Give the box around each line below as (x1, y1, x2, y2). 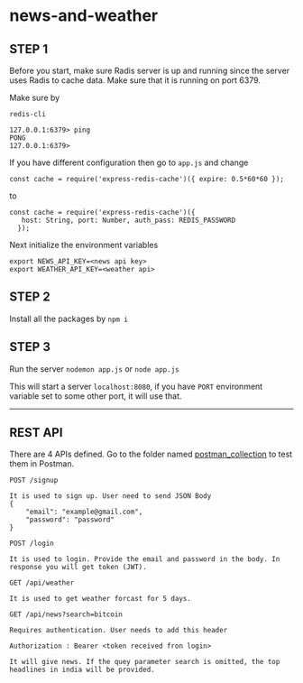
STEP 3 (9, 339, 51, 355)
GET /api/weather (9, 578, 75, 587)
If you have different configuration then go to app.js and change (9, 157, 249, 168)
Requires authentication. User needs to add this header (9, 626, 228, 635)
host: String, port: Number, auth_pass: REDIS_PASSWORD (21, 216, 236, 225)
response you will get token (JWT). (9, 563, 147, 572)
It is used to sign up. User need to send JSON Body (9, 492, 212, 501)
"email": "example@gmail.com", (25, 507, 143, 517)
